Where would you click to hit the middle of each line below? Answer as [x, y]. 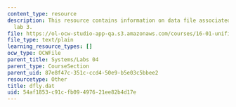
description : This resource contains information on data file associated [119, 20]
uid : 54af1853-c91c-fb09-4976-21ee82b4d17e [72, 92]
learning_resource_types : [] [50, 46]
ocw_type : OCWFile [34, 53]
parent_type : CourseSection [48, 66]
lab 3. [23, 27]
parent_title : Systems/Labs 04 [53, 60]
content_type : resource [42, 14]
